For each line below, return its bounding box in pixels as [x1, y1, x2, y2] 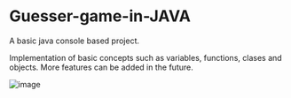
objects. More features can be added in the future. [9, 62, 193, 72]
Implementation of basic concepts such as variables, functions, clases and [9, 52, 282, 63]
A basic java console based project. [9, 35, 140, 46]
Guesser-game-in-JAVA [9, 6, 191, 26]
